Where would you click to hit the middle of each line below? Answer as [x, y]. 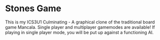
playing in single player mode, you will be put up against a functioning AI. [80, 32]
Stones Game [33, 9]
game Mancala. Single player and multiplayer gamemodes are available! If [80, 27]
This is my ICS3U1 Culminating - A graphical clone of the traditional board [80, 22]
